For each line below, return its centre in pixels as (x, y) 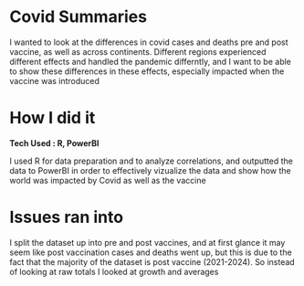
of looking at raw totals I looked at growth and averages (114, 271)
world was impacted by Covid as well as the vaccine (108, 180)
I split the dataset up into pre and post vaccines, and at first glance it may (147, 242)
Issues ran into (67, 217)
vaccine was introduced (55, 80)
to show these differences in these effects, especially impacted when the (147, 71)
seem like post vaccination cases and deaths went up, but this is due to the (151, 252)
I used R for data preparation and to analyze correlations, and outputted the (152, 161)
